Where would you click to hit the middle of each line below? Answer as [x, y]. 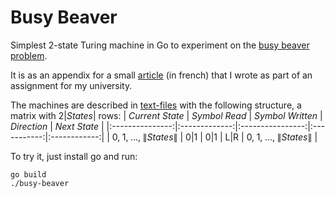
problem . [29, 55]
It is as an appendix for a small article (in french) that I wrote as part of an [161, 75]
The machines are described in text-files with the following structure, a [156, 105]
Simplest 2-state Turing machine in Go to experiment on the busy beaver [160, 45]
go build [28, 174]
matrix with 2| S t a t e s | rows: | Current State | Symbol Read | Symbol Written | [166, 115]
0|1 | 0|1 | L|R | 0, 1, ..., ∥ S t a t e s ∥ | [251, 137]
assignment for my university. [71, 85]
